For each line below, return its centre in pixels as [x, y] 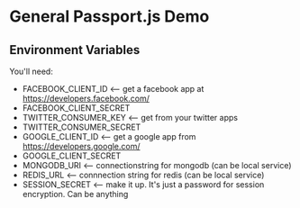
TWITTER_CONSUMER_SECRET [82, 127]
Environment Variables [75, 50]
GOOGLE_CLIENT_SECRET [72, 156]
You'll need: [32, 71]
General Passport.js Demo [109, 17]
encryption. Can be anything [75, 194]
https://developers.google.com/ [81, 146]
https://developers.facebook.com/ [86, 98]
